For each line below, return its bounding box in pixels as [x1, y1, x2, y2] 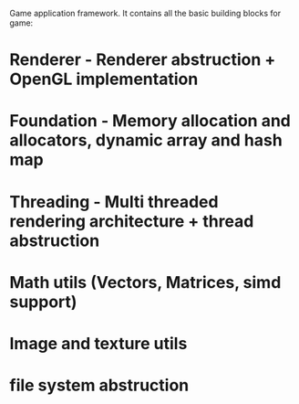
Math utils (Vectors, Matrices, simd [9, 271, 282, 292]
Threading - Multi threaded [9, 191, 219, 212]
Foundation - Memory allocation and [9, 111, 292, 132]
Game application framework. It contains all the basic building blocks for [9, 8, 281, 18]
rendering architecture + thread [9, 210, 254, 231]
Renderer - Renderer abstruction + [9, 49, 276, 70]
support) [9, 292, 77, 312]
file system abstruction [9, 375, 190, 396]
